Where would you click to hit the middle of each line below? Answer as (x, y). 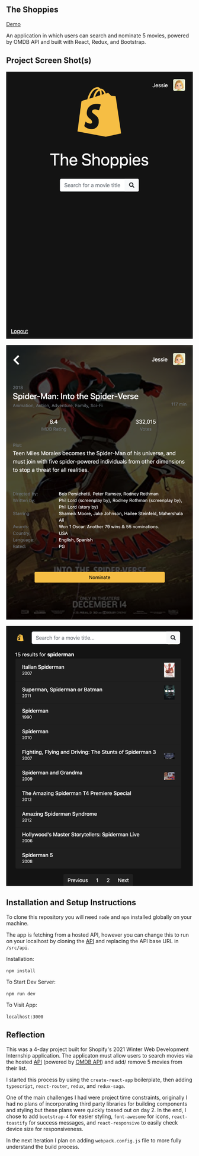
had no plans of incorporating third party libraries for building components (97, 1104)
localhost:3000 (25, 1017)
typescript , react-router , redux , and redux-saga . (66, 1086)
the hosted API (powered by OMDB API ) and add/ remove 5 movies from (94, 1062)
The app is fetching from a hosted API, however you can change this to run (98, 935)
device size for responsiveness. (45, 1129)
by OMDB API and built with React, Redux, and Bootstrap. (76, 41)
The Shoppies (32, 10)
